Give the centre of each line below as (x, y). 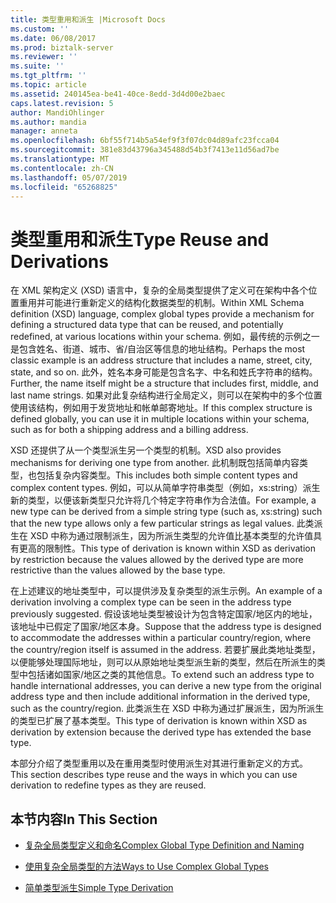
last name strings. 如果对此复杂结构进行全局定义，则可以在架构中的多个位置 (166, 395)
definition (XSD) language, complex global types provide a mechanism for (162, 314)
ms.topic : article (48, 85)
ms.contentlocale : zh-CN (62, 168)
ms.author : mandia (48, 122)
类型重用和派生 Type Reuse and (140, 239)
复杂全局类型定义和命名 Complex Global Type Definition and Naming (164, 845)
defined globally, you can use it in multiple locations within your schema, (160, 419)
